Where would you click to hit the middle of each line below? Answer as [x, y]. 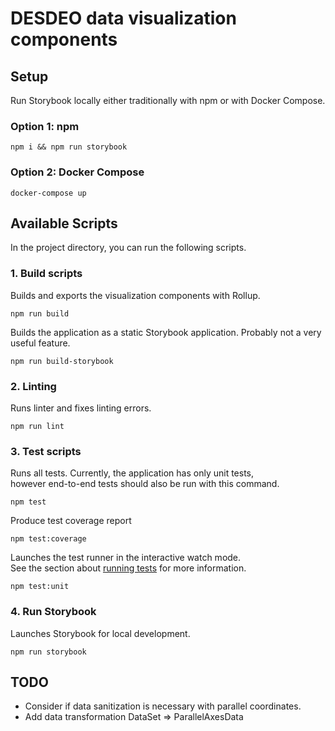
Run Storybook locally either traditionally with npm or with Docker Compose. [168, 100]
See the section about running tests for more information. [128, 568]
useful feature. [40, 343]
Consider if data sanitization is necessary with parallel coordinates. [163, 706]
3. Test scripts [46, 451]
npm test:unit [40, 587]
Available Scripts [64, 223]
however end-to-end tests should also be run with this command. [145, 484]
